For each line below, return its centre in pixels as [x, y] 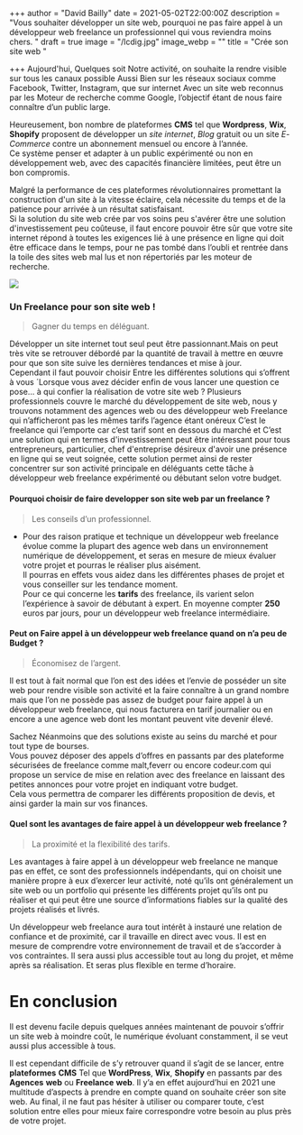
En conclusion [64, 1002]
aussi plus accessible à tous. [63, 1046]
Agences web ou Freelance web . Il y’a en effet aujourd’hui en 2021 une [143, 1082]
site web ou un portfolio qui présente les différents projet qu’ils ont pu [139, 890]
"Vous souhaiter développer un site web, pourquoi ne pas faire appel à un [146, 23]
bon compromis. [40, 172]
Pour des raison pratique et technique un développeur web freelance [151, 536]
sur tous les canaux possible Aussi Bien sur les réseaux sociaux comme [143, 78]
